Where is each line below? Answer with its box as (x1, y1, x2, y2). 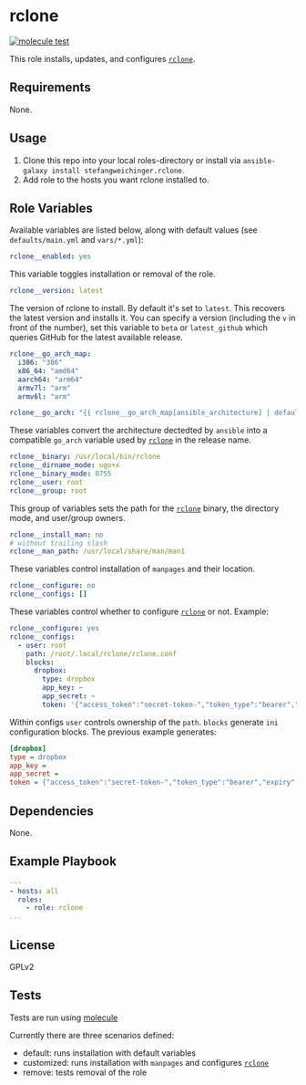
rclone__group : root (9, 485, 88, 496)
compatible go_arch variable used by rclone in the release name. (9, 434, 252, 445)
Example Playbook (9, 854, 117, 870)
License (9, 937, 56, 953)
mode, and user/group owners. (9, 512, 126, 523)
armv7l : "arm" (17, 383, 71, 392)
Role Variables (9, 200, 93, 215)
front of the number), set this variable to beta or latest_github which (9, 322, 269, 333)
